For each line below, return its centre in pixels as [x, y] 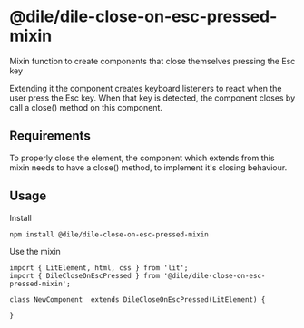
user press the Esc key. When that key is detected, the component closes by [152, 98]
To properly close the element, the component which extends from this [142, 158]
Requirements [50, 136]
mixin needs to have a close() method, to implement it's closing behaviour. [148, 167]
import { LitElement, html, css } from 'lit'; [99, 268]
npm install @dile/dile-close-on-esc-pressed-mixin [109, 234]
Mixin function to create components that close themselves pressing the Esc [152, 61]
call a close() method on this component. [86, 107]
